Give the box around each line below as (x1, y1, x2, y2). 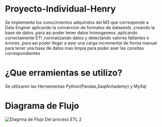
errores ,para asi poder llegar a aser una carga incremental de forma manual (5, 40, 157, 46)
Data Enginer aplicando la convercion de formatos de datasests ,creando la (5, 24, 155, 30)
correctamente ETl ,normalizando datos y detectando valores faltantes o (5, 35, 149, 41)
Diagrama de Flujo (5, 100, 79, 111)
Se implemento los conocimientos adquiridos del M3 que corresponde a (5, 19, 149, 25)
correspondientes (5, 50, 41, 56)
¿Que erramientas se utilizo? (5, 67, 122, 79)
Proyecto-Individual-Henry (5, 3, 116, 15)
